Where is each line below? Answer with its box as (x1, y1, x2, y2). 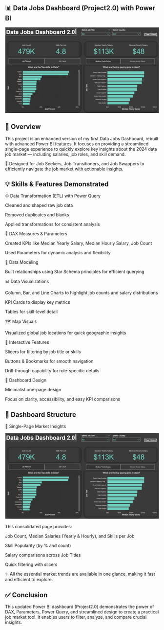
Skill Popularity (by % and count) (5, 542, 71, 549)
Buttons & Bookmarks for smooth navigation (5, 359, 94, 364)
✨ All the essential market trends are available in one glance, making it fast (5, 571, 155, 577)
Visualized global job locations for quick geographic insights (5, 330, 126, 336)
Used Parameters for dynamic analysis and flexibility (5, 250, 111, 256)
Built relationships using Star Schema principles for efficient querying (5, 269, 145, 275)
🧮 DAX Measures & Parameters (5, 231, 67, 237)
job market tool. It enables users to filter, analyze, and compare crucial (5, 614, 147, 620)
